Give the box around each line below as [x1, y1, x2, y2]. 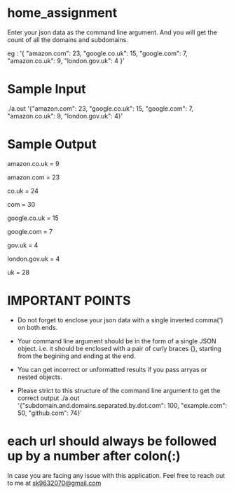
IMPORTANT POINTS [7, 293, 131, 308]
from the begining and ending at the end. [17, 352, 136, 360]
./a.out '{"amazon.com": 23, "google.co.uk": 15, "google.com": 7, [7, 104, 194, 113]
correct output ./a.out [17, 394, 80, 402]
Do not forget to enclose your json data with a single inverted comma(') [17, 315, 223, 324]
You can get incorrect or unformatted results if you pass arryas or [17, 365, 207, 373]
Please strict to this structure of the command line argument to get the [17, 386, 221, 394]
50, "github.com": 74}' [17, 409, 83, 417]
